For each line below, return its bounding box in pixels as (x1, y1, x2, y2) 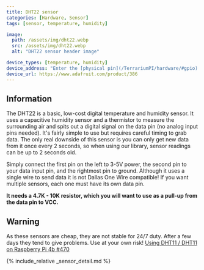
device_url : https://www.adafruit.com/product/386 (6, 71, 138, 77)
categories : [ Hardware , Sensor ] (6, 15, 89, 21)
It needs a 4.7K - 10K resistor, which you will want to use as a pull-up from (6, 192, 197, 200)
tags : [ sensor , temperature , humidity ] (6, 20, 108, 26)
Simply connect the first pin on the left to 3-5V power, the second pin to (6, 160, 188, 168)
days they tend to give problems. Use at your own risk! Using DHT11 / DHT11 (6, 239, 197, 247)
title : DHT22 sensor (6, 9, 59, 15)
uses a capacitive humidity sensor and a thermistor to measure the (6, 116, 175, 124)
